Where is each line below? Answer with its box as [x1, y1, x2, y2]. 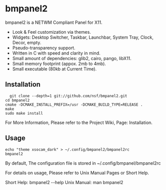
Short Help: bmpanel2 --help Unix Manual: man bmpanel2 [5, 179, 124, 185]
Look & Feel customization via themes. [12, 29, 91, 35]
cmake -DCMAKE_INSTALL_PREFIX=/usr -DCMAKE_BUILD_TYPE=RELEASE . [5, 102, 143, 107]
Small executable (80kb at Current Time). [12, 65, 97, 72]
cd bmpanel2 [5, 98, 30, 103]
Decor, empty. [12, 39, 41, 45]
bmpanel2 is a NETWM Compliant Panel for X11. [5, 19, 103, 25]
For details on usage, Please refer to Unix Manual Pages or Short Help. [5, 170, 150, 176]
